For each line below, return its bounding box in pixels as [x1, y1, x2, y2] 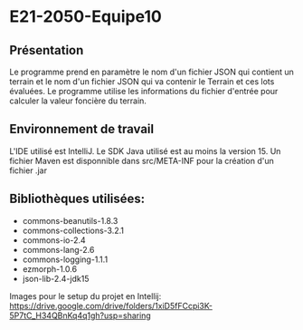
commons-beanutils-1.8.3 [22, 215, 118, 226]
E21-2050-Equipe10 [9, 6, 163, 27]
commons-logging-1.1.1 [22, 254, 109, 265]
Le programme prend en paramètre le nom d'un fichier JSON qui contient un [9, 66, 294, 77]
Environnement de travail [9, 121, 155, 137]
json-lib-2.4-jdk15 [22, 273, 90, 284]
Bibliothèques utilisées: [9, 191, 146, 207]
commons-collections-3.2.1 [22, 225, 125, 236]
